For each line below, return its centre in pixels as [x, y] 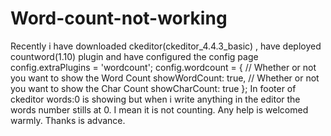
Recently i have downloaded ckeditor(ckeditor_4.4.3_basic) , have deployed [166, 46]
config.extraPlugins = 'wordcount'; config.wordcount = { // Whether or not [163, 67]
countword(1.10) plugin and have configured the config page [134, 56]
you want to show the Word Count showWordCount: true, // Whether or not [165, 78]
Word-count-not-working [119, 18]
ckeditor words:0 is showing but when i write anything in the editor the [155, 99]
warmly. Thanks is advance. [68, 120]
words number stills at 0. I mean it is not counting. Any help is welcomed [159, 109]
